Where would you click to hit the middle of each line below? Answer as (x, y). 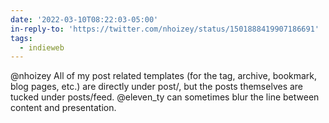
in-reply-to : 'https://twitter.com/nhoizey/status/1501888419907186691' (165, 29)
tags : (21, 38)
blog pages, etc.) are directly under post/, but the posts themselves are (157, 87)
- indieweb (42, 47)
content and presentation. (63, 108)
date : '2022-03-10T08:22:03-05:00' (84, 19)
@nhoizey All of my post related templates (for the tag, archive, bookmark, (164, 76)
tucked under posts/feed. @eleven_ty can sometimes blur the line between (165, 97)
